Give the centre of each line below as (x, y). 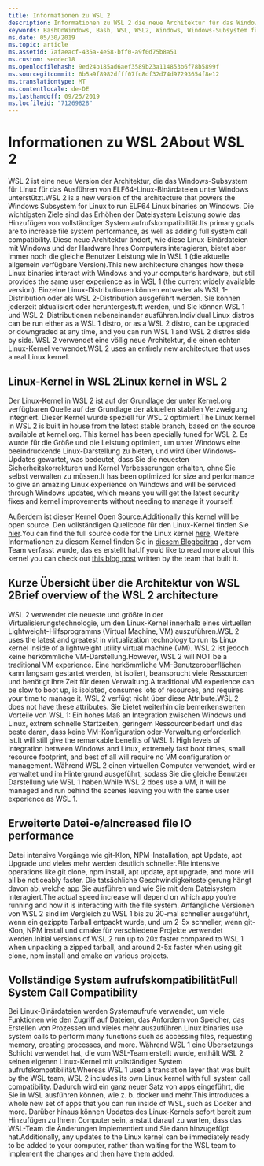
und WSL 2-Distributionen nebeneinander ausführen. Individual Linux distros (131, 315)
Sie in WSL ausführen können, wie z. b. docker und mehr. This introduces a (129, 1095)
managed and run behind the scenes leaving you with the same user (119, 790)
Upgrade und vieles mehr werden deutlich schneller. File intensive (114, 863)
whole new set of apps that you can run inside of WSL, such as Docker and (130, 1104)
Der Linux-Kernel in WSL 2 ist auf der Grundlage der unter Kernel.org (120, 400)
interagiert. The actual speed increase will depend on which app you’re (122, 896)
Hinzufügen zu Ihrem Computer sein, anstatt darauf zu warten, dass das (125, 1120)
